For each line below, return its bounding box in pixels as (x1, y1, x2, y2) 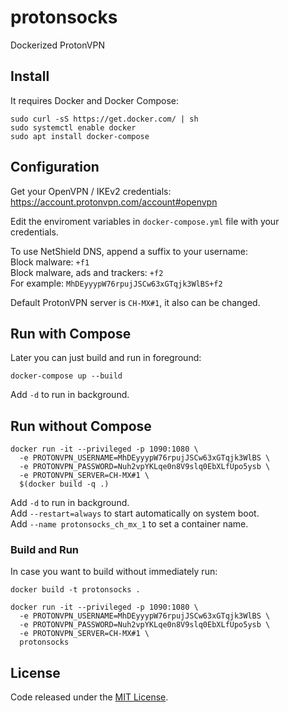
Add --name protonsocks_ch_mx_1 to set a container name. (10, 518, 249, 530)
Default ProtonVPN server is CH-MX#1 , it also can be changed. (10, 296, 261, 308)
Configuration (10, 159, 100, 176)
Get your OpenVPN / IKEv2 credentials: (10, 185, 172, 197)
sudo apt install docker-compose (10, 131, 150, 141)
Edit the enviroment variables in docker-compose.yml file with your (10, 215, 280, 227)
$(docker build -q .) (19, 479, 110, 490)
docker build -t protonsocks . (10, 585, 141, 595)
